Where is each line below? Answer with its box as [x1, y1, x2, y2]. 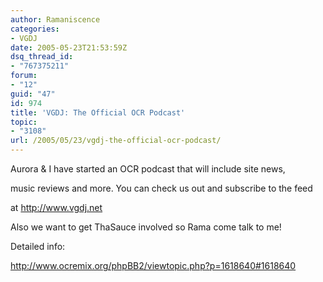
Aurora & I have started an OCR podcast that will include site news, [10, 163, 286, 175]
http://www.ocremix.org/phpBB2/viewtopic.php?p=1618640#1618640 [10, 260, 297, 271]
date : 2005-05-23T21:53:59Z [10, 42, 128, 53]
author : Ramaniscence [10, 14, 101, 25]
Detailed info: [10, 241, 66, 252]
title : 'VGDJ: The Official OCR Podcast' [10, 107, 186, 118]
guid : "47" [10, 89, 56, 99]
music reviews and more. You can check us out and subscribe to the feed [10, 182, 313, 194]
